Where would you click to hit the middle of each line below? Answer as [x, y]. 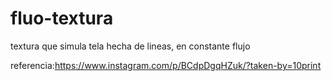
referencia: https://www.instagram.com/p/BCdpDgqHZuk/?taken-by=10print [166, 65]
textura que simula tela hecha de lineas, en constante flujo [130, 46]
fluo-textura [62, 18]
